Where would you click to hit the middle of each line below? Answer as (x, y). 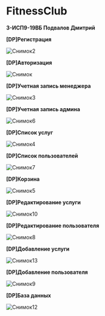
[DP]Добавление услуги (38, 249)
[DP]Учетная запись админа (43, 109)
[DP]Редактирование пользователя (53, 225)
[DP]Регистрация (29, 39)
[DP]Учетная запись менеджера (49, 86)
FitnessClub (37, 11)
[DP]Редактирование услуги (44, 202)
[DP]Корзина (23, 179)
